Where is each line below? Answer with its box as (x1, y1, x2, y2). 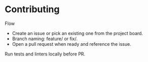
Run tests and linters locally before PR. (5, 51, 86, 57)
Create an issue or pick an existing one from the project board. (12, 30, 143, 36)
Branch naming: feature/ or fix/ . (12, 36, 78, 42)
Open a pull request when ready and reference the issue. (12, 41, 131, 47)
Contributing (5, 4, 60, 15)
